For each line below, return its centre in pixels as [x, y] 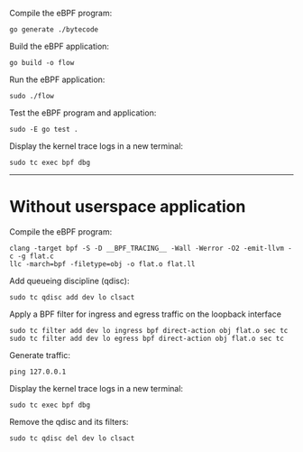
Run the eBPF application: [57, 79]
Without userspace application [128, 207]
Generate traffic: [40, 355]
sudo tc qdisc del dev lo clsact [72, 438]
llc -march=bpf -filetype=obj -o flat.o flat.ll [102, 264]
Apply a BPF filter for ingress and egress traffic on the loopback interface [146, 314]
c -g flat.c [32, 256]
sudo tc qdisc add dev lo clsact [72, 297]
